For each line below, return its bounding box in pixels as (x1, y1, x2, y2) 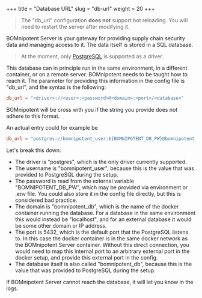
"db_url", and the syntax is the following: (6, 84, 106, 91)
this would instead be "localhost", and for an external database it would (14, 216, 192, 223)
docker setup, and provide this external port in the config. (14, 254, 158, 261)
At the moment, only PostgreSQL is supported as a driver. (20, 53, 164, 59)
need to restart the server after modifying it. (20, 23, 130, 30)
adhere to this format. (6, 112, 60, 120)
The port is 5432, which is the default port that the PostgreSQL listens (14, 228, 189, 236)
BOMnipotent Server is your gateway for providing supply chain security (6, 35, 185, 41)
